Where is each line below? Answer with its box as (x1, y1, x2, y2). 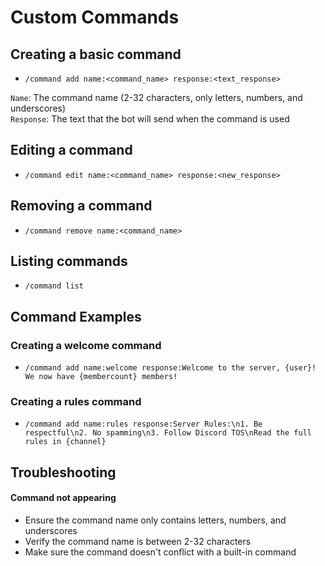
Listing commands (10, 253, 128, 270)
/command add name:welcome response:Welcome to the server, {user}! (24, 363, 317, 373)
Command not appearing (10, 492, 117, 504)
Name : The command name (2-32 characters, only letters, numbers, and (10, 92, 303, 103)
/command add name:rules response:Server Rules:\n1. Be (24, 419, 263, 430)
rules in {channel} (24, 437, 107, 447)
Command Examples (10, 308, 142, 325)
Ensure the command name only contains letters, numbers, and (24, 514, 287, 526)
